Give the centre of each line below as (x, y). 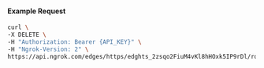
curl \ (18, 27)
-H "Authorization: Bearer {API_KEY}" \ (75, 42)
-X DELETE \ (27, 35)
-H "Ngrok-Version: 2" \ (48, 49)
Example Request (37, 11)
